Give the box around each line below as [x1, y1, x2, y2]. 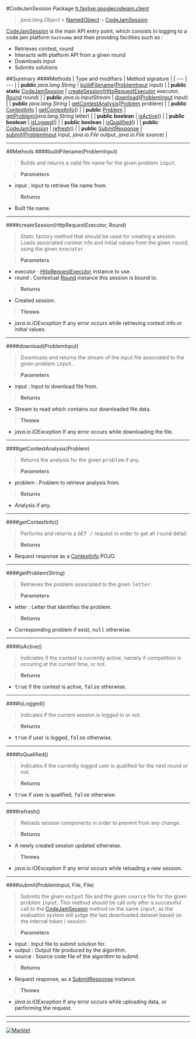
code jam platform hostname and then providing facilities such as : [6, 34, 163, 40]
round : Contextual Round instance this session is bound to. [14, 275, 158, 281]
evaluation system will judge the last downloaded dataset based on [20, 911, 182, 918]
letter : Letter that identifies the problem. [14, 603, 112, 611]
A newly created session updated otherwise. [14, 842, 122, 849]
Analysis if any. [14, 502, 51, 509]
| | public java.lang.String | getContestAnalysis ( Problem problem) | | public [6, 100, 187, 107]
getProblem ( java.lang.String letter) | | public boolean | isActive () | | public [6, 112, 185, 119]
